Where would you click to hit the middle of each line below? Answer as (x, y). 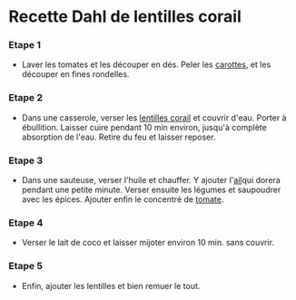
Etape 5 (25, 266)
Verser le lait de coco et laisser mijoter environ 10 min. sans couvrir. (148, 243)
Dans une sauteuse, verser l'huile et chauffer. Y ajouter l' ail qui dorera (151, 180)
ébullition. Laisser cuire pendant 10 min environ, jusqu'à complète (144, 127)
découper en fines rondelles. (75, 74)
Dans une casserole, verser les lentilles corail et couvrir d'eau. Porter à (154, 117)
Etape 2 (25, 98)
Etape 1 (25, 45)
